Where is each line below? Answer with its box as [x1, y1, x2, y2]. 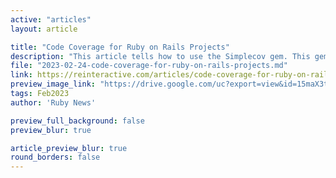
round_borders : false [10, 152, 101, 163]
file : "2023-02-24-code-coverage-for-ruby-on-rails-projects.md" [10, 61, 288, 71]
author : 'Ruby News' [10, 97, 97, 108]
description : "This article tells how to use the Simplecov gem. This [10, 51, 311, 61]
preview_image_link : [10, 79, 97, 90]
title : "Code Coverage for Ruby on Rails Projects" [10, 42, 230, 52]
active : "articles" [10, 14, 92, 25]
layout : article [10, 24, 78, 34]
